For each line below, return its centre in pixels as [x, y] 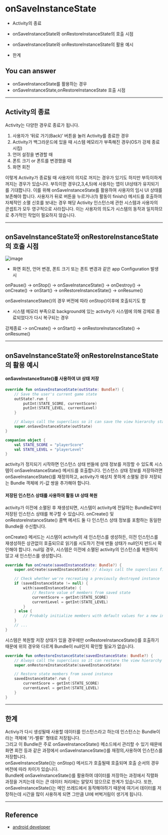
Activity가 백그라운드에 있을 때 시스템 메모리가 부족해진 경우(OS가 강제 [81, 142]
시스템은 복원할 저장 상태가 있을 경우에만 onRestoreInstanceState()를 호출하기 [82, 640]
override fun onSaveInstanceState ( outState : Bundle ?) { [64, 389]
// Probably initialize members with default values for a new [90, 616]
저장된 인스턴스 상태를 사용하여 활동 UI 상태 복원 [51, 495]
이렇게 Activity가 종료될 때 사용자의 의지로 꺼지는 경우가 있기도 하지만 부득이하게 [84, 177]
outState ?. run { [31, 399]
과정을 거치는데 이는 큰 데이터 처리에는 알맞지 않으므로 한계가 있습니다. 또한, [79, 782]
